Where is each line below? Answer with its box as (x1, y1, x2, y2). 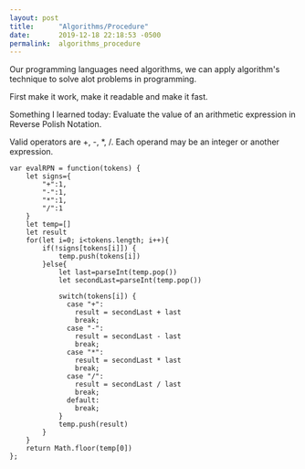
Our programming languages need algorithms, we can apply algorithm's (9, 64, 280, 75)
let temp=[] (26, 220, 71, 229)
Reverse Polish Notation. (9, 119, 102, 130)
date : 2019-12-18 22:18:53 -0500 (9, 30, 162, 39)
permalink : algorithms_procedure (9, 38, 142, 48)
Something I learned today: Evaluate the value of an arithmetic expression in (9, 109, 297, 120)
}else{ (42, 260, 68, 270)
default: (67, 396, 100, 405)
